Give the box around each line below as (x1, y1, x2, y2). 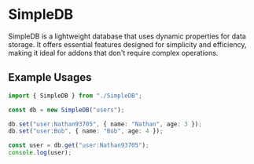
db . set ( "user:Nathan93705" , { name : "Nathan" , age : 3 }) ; (8, 120, 202, 128)
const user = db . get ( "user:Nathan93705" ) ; (8, 141, 149, 150)
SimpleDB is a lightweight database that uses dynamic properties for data (8, 31, 246, 41)
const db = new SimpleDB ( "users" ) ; (8, 106, 125, 114)
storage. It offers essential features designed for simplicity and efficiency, (8, 39, 247, 49)
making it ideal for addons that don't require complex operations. (8, 48, 219, 57)
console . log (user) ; (8, 149, 72, 157)
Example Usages (8, 71, 92, 84)
